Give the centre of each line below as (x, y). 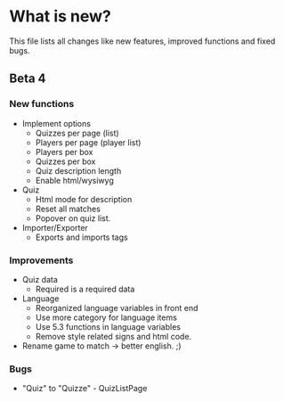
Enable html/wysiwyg (74, 180)
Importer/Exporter (55, 227)
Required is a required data (85, 289)
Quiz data (40, 279)
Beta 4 (28, 79)
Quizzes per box (65, 161)
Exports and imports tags (81, 237)
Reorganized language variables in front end (117, 308)
